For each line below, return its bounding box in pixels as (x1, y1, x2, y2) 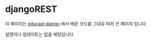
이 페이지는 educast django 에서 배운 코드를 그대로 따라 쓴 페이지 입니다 (5, 20, 146, 26)
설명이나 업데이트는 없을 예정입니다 (5, 31, 73, 37)
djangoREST (5, 3, 57, 15)
